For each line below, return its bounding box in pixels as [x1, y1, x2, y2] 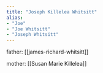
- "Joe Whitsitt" [6, 26, 51, 32]
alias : [6, 15, 23, 21]
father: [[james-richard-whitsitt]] [6, 48, 89, 55]
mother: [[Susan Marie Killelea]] [6, 60, 87, 68]
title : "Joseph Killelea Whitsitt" [6, 9, 97, 15]
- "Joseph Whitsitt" [6, 32, 59, 38]
